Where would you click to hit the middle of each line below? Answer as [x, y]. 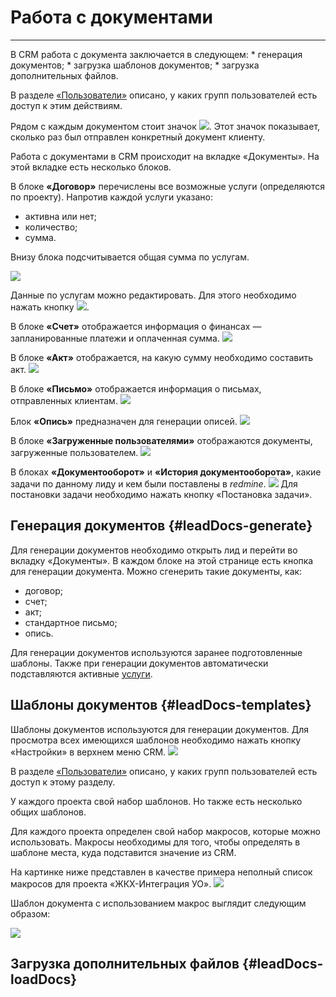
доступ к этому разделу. [63, 782]
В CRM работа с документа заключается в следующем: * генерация [156, 54]
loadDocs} [44, 979]
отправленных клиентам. [64, 400]
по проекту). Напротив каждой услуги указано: [111, 197]
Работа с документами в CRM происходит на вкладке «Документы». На [165, 156]
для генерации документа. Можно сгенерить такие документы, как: [156, 571]
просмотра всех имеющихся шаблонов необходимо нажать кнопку [156, 740]
